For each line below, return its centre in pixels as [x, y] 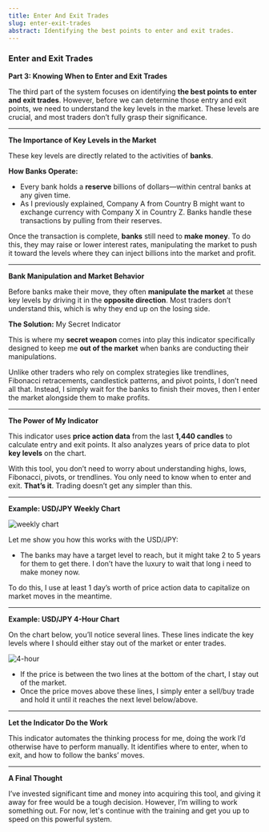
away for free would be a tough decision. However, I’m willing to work [123, 802]
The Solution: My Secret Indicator [65, 324]
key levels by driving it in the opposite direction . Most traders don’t [120, 300]
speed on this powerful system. [60, 819]
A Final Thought [35, 778]
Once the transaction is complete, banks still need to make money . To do [129, 236]
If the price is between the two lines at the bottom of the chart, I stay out [139, 674]
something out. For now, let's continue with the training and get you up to [129, 810]
